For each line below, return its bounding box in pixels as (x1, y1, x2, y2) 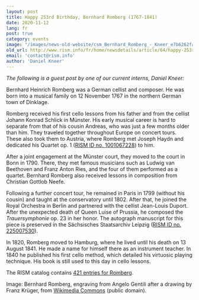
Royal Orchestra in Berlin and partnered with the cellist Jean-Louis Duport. (6, 202, 188, 209)
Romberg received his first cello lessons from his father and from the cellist (6, 110, 190, 117)
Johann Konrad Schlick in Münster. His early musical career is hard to (6, 116, 176, 123)
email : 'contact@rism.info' (6, 53, 76, 59)
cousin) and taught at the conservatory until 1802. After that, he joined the (6, 196, 187, 203)
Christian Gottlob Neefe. (6, 178, 65, 185)
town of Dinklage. (6, 98, 49, 105)
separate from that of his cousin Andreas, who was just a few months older (6, 122, 190, 130)
